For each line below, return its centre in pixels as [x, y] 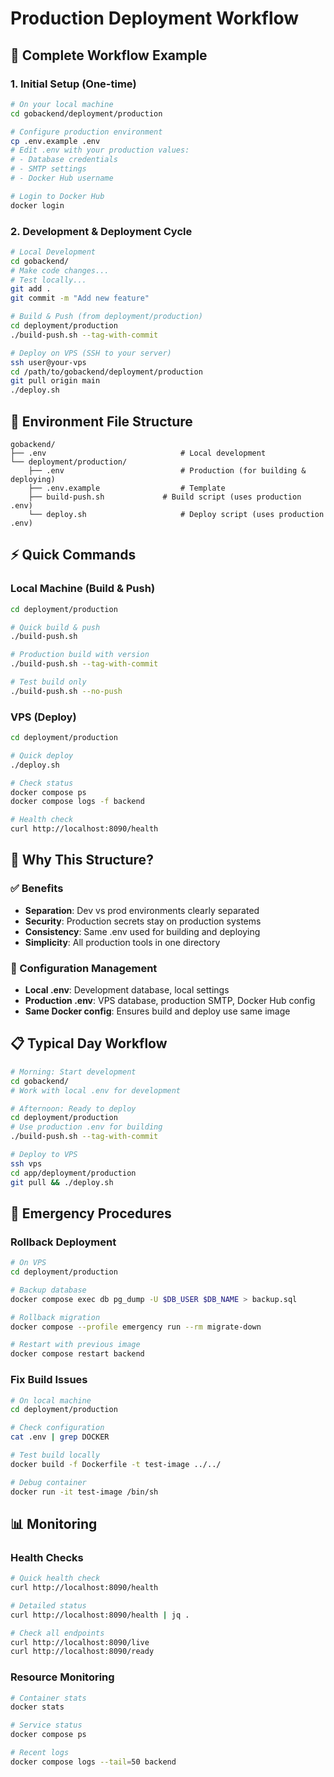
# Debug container [48, 1482]
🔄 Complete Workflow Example [109, 55]
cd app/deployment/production [73, 1173]
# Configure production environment [86, 132]
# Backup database [48, 1290]
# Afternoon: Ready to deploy [73, 1108]
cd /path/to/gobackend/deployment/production [106, 372]
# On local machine [51, 1400]
